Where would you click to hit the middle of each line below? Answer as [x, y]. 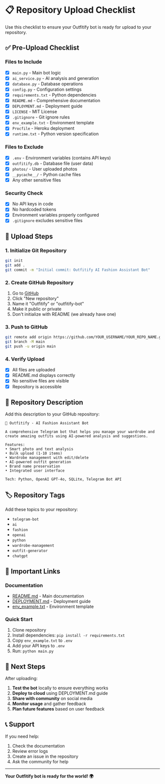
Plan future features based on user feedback [58, 709]
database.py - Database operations [48, 84]
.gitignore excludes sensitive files [47, 221]
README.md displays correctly [43, 375]
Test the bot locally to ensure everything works [60, 688]
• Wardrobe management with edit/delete [47, 458]
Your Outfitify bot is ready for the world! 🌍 [49, 776]
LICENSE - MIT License [35, 112]
